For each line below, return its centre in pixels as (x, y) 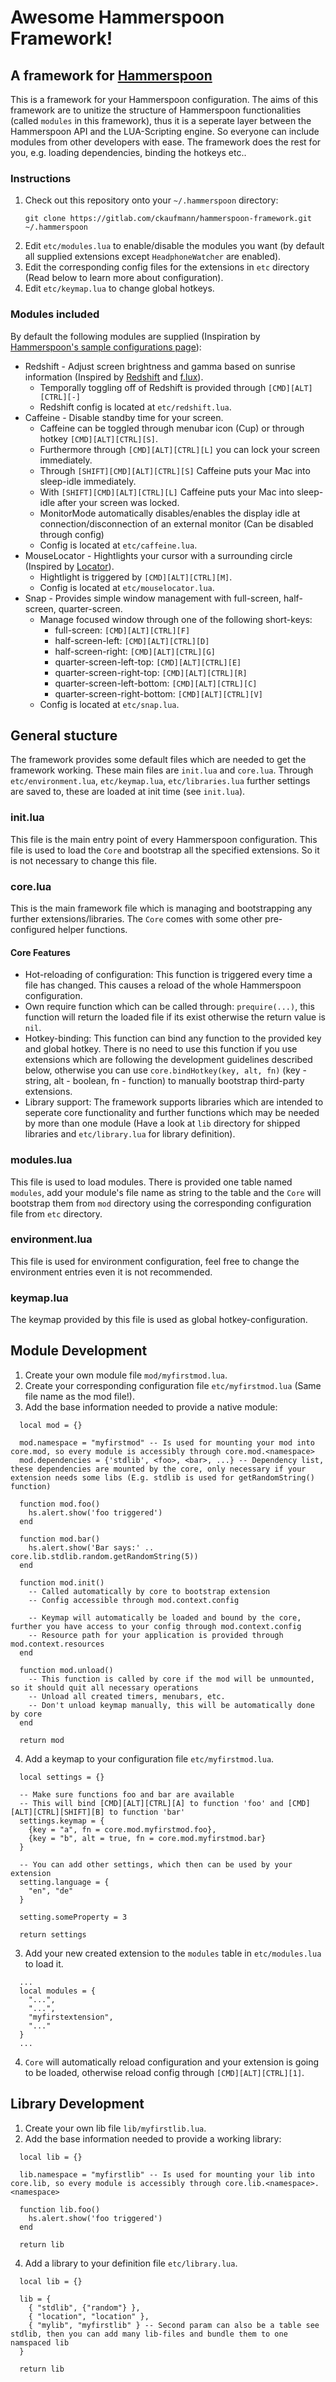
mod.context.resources (57, 1644)
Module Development (79, 1351)
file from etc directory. (56, 1213)
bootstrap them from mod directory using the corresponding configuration (161, 1203)
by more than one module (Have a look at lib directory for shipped (162, 1123)
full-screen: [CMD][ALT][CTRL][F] (122, 630)
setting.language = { (64, 1882)
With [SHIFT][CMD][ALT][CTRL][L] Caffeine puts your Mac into (167, 492)
